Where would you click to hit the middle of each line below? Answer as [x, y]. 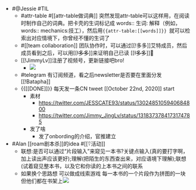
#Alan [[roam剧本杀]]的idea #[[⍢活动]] [58, 144]
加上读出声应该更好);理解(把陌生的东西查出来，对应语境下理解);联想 [103, 158]
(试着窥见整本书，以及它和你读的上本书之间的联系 [82, 166]
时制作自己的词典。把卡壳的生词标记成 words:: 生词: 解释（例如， [101, 23]
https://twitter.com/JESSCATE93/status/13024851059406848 [114, 103]
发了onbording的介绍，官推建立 [77, 136]
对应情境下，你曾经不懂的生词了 [71, 38]
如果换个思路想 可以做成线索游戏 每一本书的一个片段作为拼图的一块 [103, 173]
